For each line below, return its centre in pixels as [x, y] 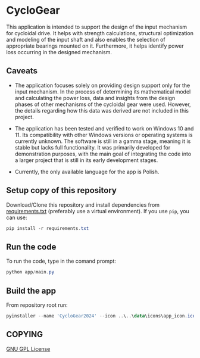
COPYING [25, 334]
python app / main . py [30, 272]
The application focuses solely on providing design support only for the [102, 85]
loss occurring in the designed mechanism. [59, 52]
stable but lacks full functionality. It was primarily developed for [93, 147]
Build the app [31, 290]
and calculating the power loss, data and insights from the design [95, 98]
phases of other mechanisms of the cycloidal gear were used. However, [103, 104]
